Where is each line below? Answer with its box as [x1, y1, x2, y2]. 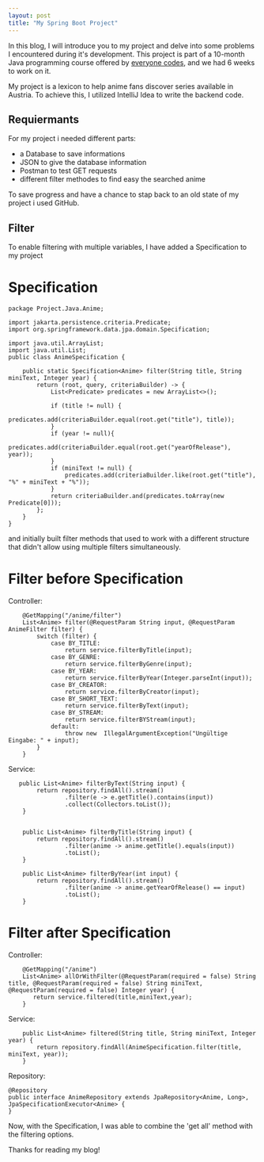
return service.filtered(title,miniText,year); [32, 993, 193, 1001]
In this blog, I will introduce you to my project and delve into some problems [8, 40, 255, 50]
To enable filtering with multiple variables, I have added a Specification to [8, 243, 247, 252]
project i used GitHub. [8, 198, 80, 208]
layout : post [8, 11, 51, 20]
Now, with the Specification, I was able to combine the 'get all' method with [8, 1121, 253, 1130]
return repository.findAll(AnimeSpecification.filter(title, [36, 1043, 243, 1051]
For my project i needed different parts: [8, 134, 136, 144]
